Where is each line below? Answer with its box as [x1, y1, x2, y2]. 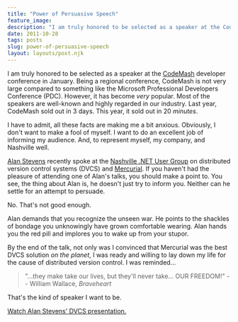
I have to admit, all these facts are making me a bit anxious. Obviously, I [7, 120, 216, 129]
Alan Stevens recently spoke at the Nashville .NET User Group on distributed [7, 156, 231, 165]
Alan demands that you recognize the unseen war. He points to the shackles [7, 214, 229, 223]
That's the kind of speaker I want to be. [7, 293, 122, 301]
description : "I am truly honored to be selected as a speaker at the [7, 23, 220, 30]
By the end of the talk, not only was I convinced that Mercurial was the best [7, 243, 228, 251]
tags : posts [7, 37, 42, 44]
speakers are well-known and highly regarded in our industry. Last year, [7, 99, 217, 108]
